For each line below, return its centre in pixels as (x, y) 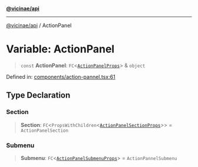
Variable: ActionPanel (60, 49)
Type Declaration (38, 96)
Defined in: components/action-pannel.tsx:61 (61, 76)
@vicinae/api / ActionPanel (39, 25)
